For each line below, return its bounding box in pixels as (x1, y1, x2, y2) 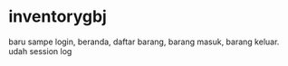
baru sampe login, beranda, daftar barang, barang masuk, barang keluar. (8, 36, 280, 47)
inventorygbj (8, 6, 108, 27)
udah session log (8, 45, 72, 56)
